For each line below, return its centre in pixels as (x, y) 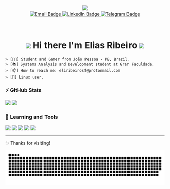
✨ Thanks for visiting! (28, 143)
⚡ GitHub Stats (24, 90)
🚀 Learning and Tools (32, 117)
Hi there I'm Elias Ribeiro (85, 45)
